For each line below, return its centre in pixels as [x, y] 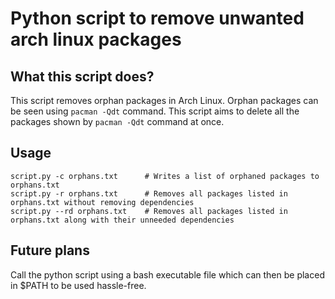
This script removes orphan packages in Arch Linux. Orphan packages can [164, 100]
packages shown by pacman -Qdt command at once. [117, 121]
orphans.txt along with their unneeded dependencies [122, 220]
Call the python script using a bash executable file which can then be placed [167, 274]
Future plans [50, 250]
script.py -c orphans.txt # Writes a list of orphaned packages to [165, 176]
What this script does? [82, 76]
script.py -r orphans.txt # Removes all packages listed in [149, 193]
